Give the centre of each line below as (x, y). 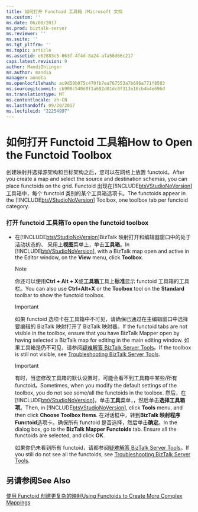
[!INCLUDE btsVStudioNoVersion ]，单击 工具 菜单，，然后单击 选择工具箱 (100, 400)
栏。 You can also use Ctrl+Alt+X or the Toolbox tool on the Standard (100, 288)
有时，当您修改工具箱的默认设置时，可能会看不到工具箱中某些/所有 (96, 378)
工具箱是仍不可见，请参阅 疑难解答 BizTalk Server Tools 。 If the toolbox (106, 347)
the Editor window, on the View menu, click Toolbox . (79, 257)
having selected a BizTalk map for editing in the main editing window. (99, 340)
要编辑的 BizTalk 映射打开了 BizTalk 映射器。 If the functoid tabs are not (101, 326)
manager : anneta (26, 78)
